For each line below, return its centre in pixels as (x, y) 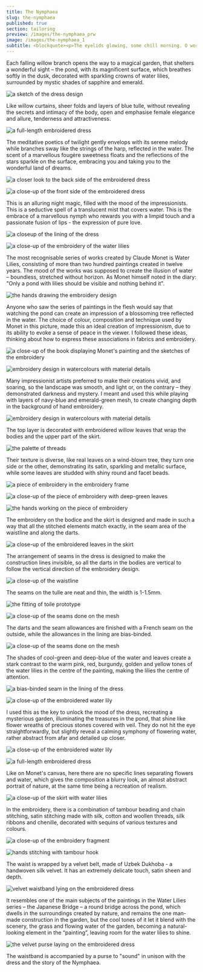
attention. (18, 677)
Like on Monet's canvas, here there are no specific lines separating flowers (100, 773)
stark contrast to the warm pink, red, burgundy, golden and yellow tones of (99, 664)
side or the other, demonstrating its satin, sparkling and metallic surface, (96, 466)
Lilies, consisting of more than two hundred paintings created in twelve (95, 264)
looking (16, 932)
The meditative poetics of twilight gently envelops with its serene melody (97, 142)
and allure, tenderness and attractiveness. (59, 118)
